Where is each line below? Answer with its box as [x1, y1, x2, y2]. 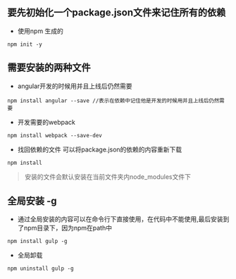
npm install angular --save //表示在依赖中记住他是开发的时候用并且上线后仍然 [7, 97, 220, 104]
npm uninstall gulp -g [7, 265, 74, 273]
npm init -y [7, 41, 42, 48]
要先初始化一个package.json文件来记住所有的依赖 [7, 6, 226, 19]
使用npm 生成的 [17, 27, 63, 35]
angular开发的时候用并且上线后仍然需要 [17, 82, 132, 90]
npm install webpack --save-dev [7, 132, 102, 139]
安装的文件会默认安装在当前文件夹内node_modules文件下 [24, 172, 192, 181]
